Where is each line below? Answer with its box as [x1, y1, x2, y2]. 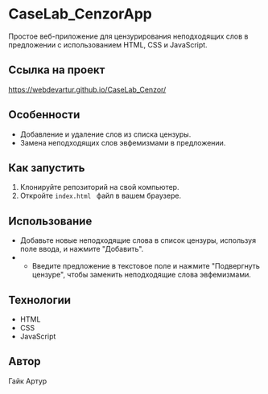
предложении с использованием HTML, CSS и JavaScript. [8, 39, 208, 49]
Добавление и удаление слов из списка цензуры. [19, 129, 192, 139]
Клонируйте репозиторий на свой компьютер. [19, 183, 179, 192]
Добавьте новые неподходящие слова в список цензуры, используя [19, 236, 256, 245]
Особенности [8, 108, 80, 121]
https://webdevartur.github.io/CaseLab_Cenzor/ [8, 84, 167, 94]
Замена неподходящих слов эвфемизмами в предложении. [19, 137, 226, 147]
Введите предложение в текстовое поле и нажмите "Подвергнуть [31, 261, 260, 271]
